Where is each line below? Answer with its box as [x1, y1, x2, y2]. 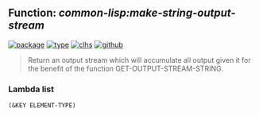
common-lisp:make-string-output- [58, 6, 236, 20]
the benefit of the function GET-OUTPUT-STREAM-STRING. [27, 64, 224, 73]
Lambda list [8, 83, 54, 95]
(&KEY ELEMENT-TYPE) [8, 102, 77, 110]
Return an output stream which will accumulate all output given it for [27, 55, 252, 64]
